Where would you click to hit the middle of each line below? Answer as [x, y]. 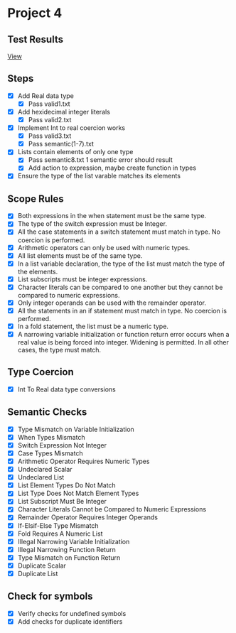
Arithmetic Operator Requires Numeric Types [84, 461]
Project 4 [35, 13]
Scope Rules [36, 199]
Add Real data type [46, 96]
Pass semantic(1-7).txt [61, 144]
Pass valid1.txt [49, 104]
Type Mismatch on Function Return [69, 557]
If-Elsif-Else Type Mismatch [58, 525]
